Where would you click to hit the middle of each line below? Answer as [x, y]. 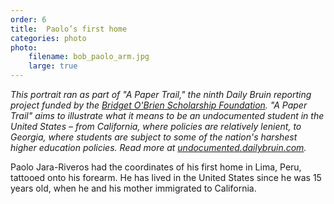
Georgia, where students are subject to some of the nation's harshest [154, 137]
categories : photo [48, 38]
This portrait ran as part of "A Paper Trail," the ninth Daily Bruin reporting [161, 94]
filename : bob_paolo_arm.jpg [89, 57]
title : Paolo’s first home [69, 29]
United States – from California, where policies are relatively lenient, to [156, 126]
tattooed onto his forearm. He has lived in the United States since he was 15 [166, 177]
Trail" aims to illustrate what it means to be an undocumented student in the [167, 115]
